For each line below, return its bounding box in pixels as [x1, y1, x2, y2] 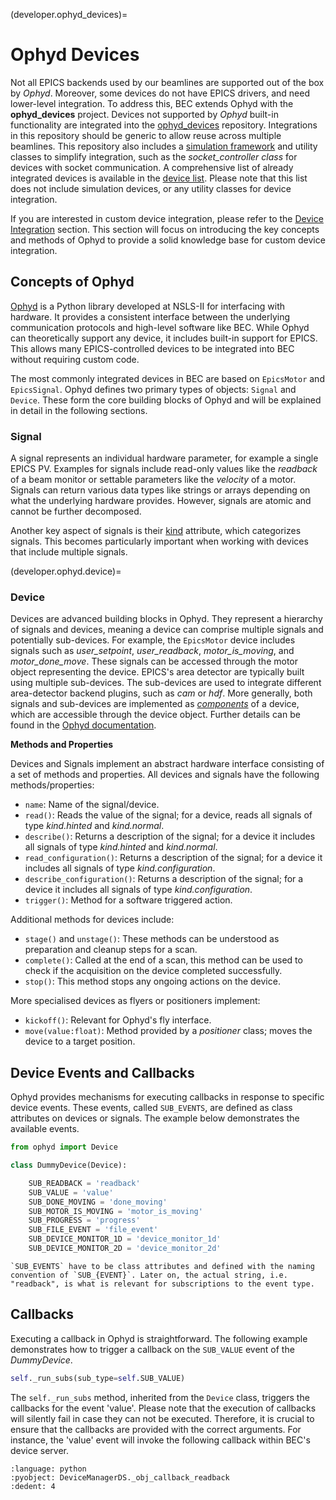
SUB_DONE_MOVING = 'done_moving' [28, 1197, 168, 1207]
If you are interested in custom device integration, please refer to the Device [10, 212, 324, 224]
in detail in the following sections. [10, 404, 148, 416]
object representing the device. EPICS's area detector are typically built [10, 666, 305, 678]
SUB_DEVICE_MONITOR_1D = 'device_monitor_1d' [28, 1234, 222, 1244]
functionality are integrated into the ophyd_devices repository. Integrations [10, 119, 318, 131]
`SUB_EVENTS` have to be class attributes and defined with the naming [10, 1261, 315, 1271]
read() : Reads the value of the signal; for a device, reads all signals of [24, 809, 313, 821]
